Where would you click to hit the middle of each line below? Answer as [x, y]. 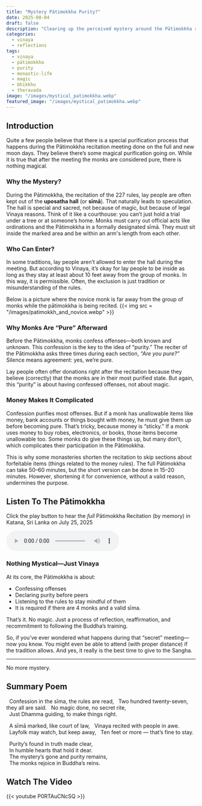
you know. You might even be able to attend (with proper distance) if [103, 644]
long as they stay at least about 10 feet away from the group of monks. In [97, 275]
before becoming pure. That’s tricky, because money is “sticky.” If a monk [98, 426]
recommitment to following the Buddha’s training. [67, 626]
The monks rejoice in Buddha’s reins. [54, 763]
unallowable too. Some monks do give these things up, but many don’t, [94, 439]
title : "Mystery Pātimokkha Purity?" [54, 12]
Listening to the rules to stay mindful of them [70, 601]
